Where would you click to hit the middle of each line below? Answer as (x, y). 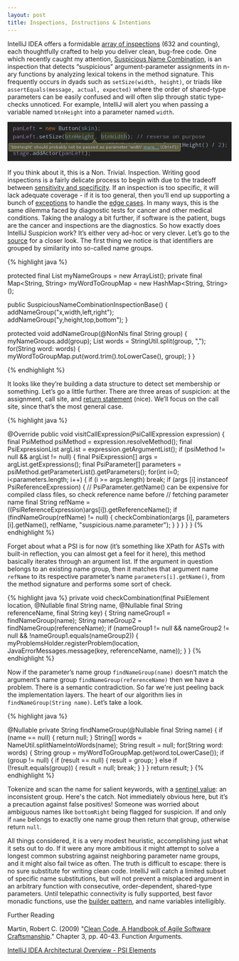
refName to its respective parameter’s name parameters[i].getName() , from (116, 577)
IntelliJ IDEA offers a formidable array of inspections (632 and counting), (114, 43)
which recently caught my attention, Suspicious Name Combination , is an (115, 59)
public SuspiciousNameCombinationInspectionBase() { (88, 305)
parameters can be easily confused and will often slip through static (107, 97)
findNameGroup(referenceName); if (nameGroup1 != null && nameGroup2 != (118, 628)
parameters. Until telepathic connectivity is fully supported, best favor (110, 894)
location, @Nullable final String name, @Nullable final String (95, 606)
